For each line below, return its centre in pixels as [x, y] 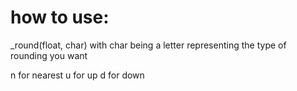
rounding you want [49, 55]
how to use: [60, 17]
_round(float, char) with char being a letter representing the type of [148, 45]
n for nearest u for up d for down [77, 75]
